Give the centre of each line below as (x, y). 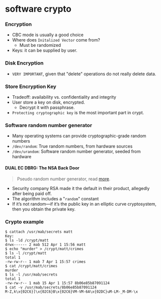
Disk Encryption (24, 63)
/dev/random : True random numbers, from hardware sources (72, 146)
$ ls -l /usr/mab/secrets (31, 275)
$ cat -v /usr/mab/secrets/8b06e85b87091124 (51, 287)
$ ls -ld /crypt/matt (27, 240)
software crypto (38, 9)
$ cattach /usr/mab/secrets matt (39, 232)
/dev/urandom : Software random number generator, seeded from (76, 151)
